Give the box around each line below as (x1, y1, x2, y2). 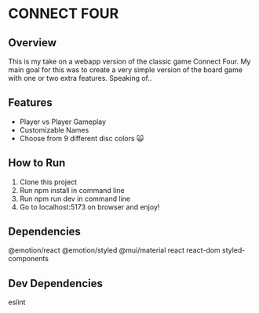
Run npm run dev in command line (19, 194, 131, 203)
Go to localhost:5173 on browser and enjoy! (19, 202, 160, 212)
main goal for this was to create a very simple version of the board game (8, 65, 243, 75)
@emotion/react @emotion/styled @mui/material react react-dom (8, 246, 221, 255)
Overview (8, 36, 57, 49)
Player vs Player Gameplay (19, 117, 107, 126)
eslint (8, 297, 26, 307)
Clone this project (19, 177, 77, 187)
